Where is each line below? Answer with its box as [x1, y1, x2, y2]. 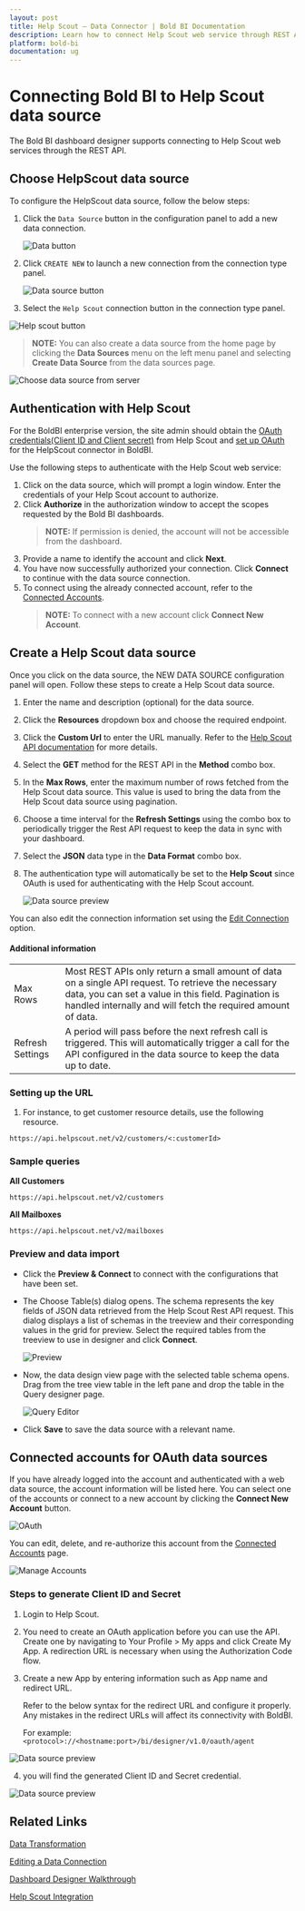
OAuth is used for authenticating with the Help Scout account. [22, 877, 255, 888]
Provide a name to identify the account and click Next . [22, 553, 227, 563]
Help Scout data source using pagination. [22, 796, 178, 807]
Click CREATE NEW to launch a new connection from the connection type [22, 258, 288, 269]
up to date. [64, 1059, 112, 1072]
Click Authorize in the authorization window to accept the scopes [22, 498, 270, 509]
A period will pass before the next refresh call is [64, 1024, 269, 1037]
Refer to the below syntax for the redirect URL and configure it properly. [22, 1700, 292, 1710]
